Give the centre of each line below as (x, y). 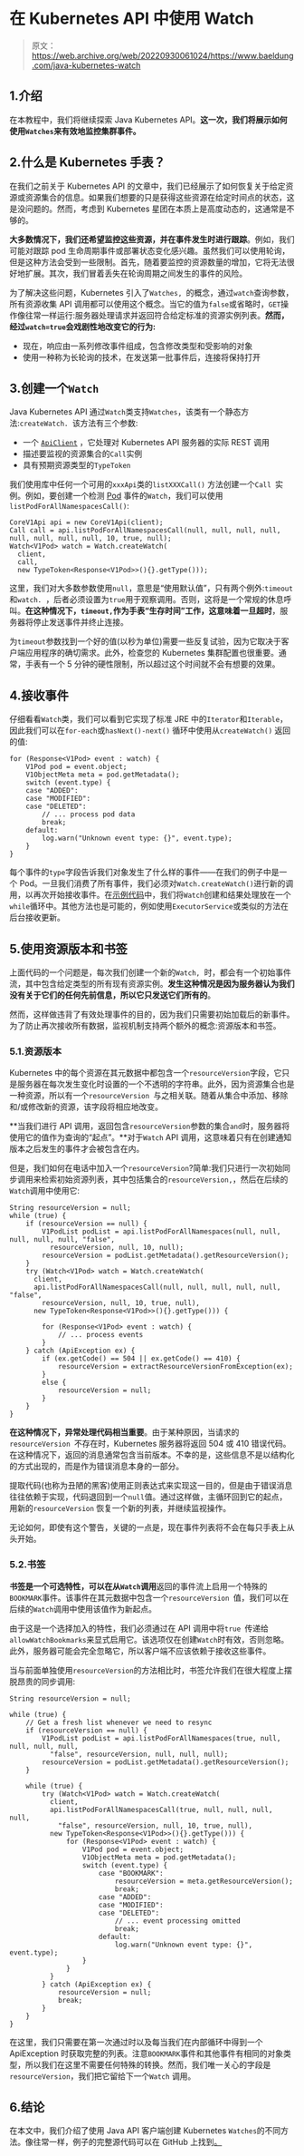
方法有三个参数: (109, 424)
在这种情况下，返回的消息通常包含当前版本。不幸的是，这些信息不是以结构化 (152, 1455)
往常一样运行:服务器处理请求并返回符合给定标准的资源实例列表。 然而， (157, 315)
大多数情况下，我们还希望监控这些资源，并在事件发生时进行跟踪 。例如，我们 (152, 239)
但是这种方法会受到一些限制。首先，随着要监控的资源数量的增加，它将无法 (148, 262)
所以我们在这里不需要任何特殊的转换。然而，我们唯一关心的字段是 (148, 2064)
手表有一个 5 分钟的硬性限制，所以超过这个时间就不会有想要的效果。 (152, 664)
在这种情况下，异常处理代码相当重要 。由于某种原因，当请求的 (124, 1432)
